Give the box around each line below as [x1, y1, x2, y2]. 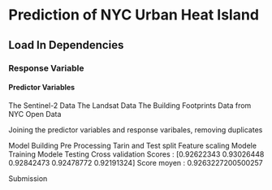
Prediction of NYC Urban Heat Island [8, 6, 260, 24]
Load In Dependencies [8, 38, 124, 52]
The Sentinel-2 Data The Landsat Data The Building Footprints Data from [8, 100, 252, 110]
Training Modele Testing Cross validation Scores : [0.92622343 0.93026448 [8, 149, 265, 159]
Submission [8, 173, 48, 184]
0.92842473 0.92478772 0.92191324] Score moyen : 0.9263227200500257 [8, 158, 263, 167]
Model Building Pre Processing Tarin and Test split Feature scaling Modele [8, 140, 257, 150]
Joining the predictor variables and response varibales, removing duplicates [8, 124, 263, 135]
